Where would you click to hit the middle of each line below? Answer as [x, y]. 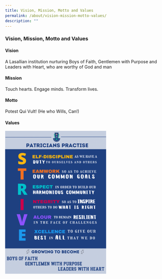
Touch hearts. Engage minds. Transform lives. [52, 89]
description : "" [22, 21]
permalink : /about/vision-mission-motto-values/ [56, 16]
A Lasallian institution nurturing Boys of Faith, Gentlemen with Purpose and [81, 61]
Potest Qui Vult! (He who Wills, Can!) [42, 111]
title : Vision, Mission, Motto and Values [49, 10]
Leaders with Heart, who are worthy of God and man [59, 67]
